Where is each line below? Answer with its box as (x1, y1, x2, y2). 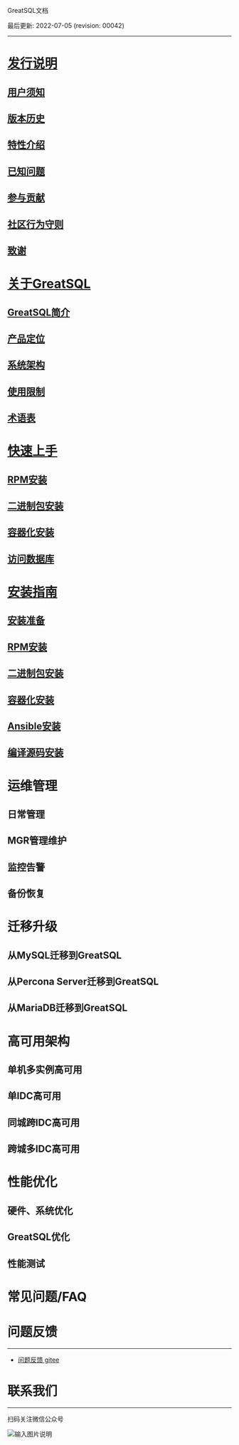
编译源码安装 (7, 747, 64, 759)
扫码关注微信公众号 (7, 1414, 64, 1423)
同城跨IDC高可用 (7, 1116, 80, 1128)
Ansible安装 (7, 720, 61, 732)
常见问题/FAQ (7, 1288, 87, 1305)
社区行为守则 (7, 218, 64, 230)
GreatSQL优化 (7, 1231, 70, 1244)
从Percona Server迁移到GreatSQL (7, 976, 159, 988)
